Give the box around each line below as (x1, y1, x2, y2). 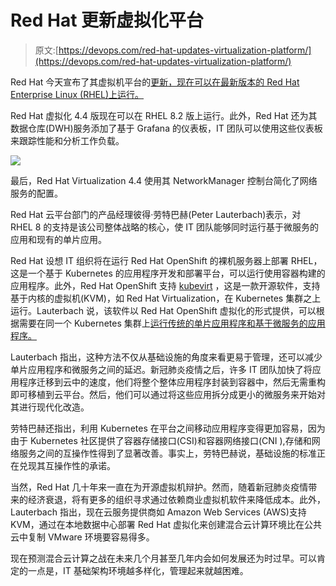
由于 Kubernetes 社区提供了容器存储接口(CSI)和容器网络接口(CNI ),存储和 (10, 434, 312, 446)
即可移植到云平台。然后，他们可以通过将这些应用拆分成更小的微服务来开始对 (10, 388, 326, 400)
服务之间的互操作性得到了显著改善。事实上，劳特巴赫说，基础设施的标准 (18, 447, 317, 459)
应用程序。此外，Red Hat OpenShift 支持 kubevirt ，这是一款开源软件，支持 (10, 279, 321, 291)
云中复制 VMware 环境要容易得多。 (10, 531, 155, 543)
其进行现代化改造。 (10, 401, 90, 413)
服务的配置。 (10, 187, 63, 199)
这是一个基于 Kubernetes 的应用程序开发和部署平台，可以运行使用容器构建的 (10, 267, 326, 279)
